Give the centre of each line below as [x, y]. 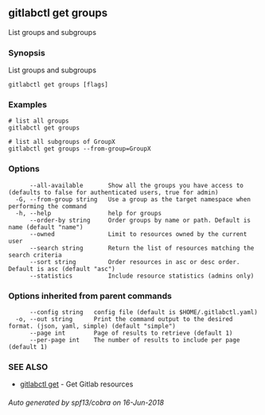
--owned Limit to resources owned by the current [138, 234]
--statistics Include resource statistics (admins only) [142, 276]
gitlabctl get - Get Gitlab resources [76, 384]
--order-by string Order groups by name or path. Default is [140, 220]
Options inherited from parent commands [90, 296]
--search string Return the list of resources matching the [142, 248]
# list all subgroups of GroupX [62, 142]
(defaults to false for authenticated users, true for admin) [113, 192]
